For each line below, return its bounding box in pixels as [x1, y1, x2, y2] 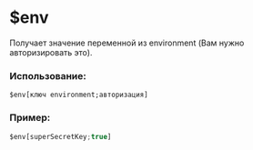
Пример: [9, 112, 51, 125]
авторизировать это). [9, 46, 93, 57]
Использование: [9, 69, 86, 82]
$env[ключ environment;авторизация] [9, 90, 148, 100]
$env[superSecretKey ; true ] [9, 132, 112, 141]
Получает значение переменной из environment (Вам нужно [9, 37, 245, 48]
